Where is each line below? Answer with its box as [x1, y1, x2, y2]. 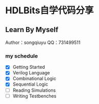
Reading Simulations [12, 87, 56, 93]
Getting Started [12, 64, 45, 70]
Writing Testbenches [12, 93, 57, 99]
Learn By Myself [5, 25, 59, 34]
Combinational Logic [12, 75, 56, 82]
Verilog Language [12, 70, 50, 76]
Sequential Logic [12, 81, 48, 87]
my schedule [5, 52, 38, 59]
